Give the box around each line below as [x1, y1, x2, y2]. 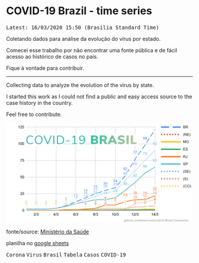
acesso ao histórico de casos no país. [6, 53, 99, 60]
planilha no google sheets [6, 239, 69, 246]
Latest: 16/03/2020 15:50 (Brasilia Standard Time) [6, 24, 160, 31]
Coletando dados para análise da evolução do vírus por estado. [6, 35, 161, 42]
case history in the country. [6, 99, 73, 106]
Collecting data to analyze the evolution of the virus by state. [6, 81, 155, 88]
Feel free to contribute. [6, 111, 62, 118]
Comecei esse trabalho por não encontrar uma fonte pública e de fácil [6, 46, 178, 54]
